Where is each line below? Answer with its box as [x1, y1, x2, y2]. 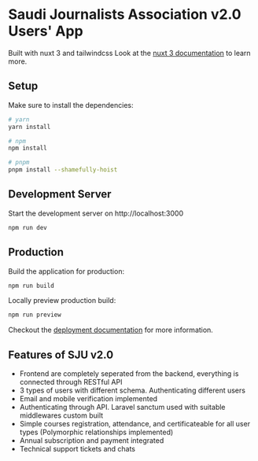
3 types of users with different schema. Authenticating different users [19, 385, 246, 395]
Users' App [8, 22, 84, 40]
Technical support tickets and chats [19, 444, 136, 454]
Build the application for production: [8, 266, 124, 276]
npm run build [8, 282, 55, 290]
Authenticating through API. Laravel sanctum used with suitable [19, 403, 226, 412]
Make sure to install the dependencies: [8, 100, 134, 109]
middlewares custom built [19, 411, 104, 420]
